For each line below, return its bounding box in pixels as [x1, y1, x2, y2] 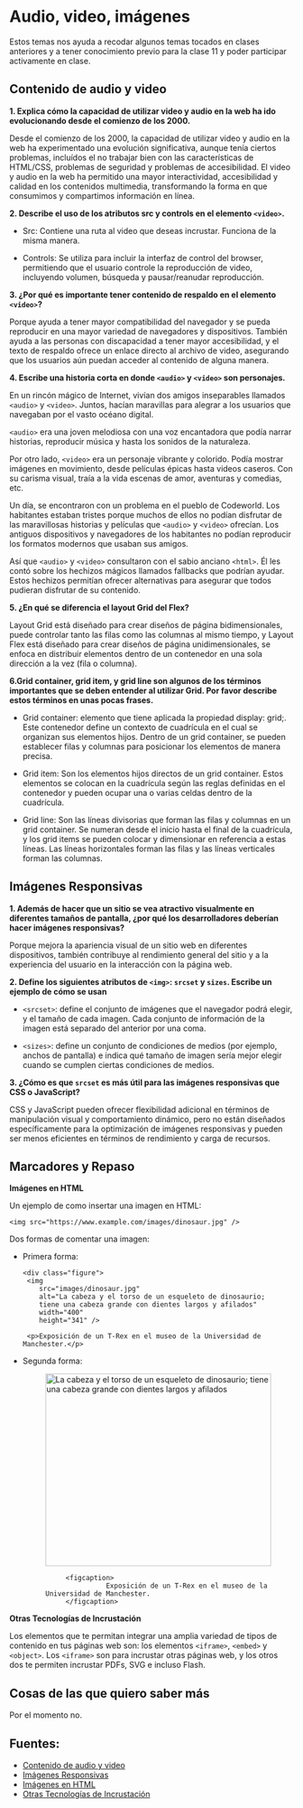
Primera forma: [22, 1251, 78, 1262]
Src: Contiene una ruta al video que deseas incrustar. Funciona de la [22, 225, 277, 236]
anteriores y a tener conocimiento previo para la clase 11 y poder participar [9, 45, 287, 56]
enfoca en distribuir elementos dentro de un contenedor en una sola [9, 648, 263, 659]
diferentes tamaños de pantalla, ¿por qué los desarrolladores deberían [9, 913, 280, 923]
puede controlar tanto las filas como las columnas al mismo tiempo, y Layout [9, 629, 294, 640]
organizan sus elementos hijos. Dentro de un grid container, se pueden [22, 731, 286, 742]
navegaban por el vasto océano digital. [9, 408, 154, 419]
